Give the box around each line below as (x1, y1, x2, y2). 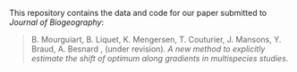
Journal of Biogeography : (9, 17, 105, 28)
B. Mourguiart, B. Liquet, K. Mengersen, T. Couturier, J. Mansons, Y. (30, 35, 282, 44)
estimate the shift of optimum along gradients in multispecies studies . (30, 53, 289, 63)
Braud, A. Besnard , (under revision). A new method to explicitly (30, 44, 266, 54)
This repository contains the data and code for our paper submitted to (9, 8, 267, 18)
